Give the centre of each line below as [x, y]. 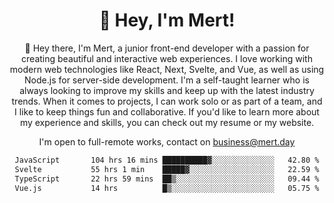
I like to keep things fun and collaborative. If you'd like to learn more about [167, 111]
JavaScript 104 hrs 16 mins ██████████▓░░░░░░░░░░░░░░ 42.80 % [167, 160]
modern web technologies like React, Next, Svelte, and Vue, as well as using [167, 69]
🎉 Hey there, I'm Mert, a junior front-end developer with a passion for [167, 48]
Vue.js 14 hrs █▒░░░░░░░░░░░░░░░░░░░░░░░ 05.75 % [167, 188]
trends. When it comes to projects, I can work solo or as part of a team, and [167, 101]
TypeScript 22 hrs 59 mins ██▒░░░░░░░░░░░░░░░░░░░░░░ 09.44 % [167, 179]
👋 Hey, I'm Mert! [167, 20]
